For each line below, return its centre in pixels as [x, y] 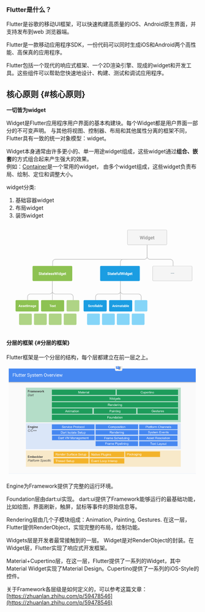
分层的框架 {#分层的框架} [38, 342]
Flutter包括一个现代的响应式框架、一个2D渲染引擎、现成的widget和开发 [96, 65]
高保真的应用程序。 [41, 53]
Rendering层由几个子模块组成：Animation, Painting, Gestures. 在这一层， [99, 520]
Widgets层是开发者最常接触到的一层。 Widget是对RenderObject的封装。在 [100, 540]
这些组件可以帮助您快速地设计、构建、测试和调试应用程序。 [92, 73]
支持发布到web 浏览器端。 [39, 32]
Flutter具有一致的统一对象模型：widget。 [58, 138]
